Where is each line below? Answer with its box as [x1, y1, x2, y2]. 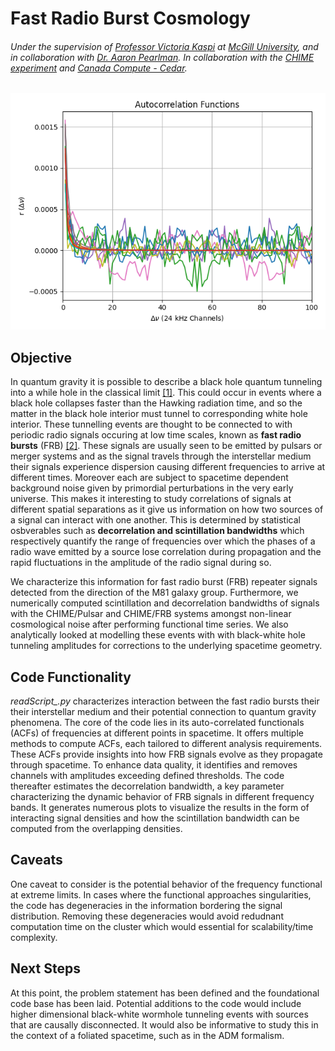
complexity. [10, 931, 58, 943]
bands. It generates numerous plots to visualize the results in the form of [10, 802, 310, 814]
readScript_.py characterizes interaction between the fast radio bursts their [10, 695, 320, 707]
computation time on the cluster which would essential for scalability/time [10, 920, 314, 932]
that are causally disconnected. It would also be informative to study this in [10, 1018, 319, 1031]
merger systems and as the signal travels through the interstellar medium [10, 450, 312, 462]
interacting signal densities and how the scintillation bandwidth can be [10, 812, 300, 824]
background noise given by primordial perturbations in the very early [10, 482, 294, 494]
